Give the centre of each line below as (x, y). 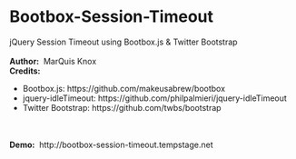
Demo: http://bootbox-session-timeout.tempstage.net (111, 144)
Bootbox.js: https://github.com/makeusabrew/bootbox (123, 88)
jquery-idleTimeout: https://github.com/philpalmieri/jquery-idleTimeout (155, 98)
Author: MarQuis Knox (53, 61)
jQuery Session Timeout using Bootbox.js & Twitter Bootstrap (123, 42)
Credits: (25, 71)
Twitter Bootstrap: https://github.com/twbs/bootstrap (122, 107)
